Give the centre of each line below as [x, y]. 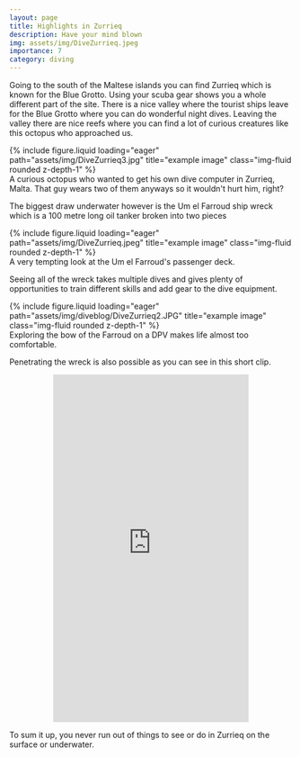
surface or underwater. [52, 744]
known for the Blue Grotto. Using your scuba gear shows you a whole [138, 95]
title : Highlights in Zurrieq [66, 26]
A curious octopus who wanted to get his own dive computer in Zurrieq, [142, 179]
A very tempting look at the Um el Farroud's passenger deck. [122, 261]
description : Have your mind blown [76, 34]
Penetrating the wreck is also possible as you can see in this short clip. [140, 362]
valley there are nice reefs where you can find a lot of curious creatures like [149, 123]
